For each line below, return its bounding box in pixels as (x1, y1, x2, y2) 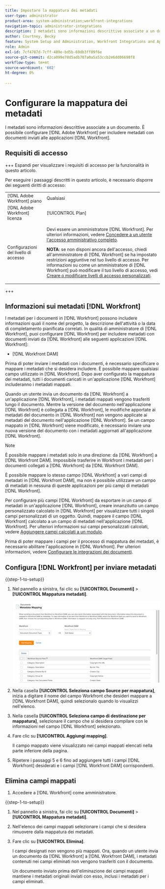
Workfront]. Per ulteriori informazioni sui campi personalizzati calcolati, (5, 523, 149, 530)
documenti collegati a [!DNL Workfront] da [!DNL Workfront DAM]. (5, 463, 139, 469)
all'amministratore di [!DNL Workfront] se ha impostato (46, 252, 157, 258)
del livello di (7, 250, 31, 255)
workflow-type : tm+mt (5, 60, 50, 65)
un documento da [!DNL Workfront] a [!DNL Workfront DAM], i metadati (12, 853, 157, 859)
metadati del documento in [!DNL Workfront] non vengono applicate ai (5, 412, 147, 418)
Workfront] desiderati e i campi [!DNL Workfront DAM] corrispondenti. (12, 762, 154, 768)
